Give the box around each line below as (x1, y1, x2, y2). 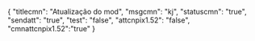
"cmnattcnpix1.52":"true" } (7, 24, 96, 33)
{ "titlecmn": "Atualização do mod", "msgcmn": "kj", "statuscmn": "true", (7, 7, 247, 16)
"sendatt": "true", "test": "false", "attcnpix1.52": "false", (7, 15, 190, 25)
